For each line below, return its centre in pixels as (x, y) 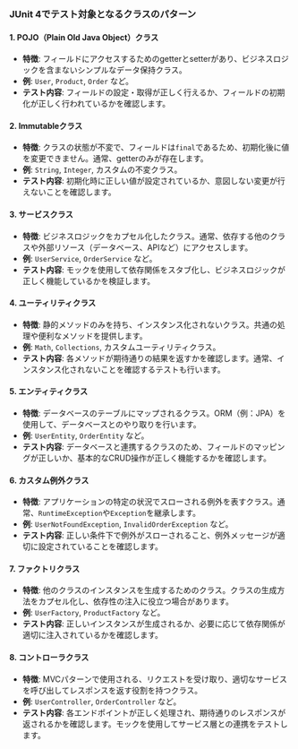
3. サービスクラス (42, 214)
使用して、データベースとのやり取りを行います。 (111, 424)
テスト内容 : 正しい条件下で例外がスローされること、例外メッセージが (149, 536)
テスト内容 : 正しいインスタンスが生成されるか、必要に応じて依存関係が (153, 624)
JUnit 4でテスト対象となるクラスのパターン (103, 13)
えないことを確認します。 (69, 192)
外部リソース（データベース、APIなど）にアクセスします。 (145, 247)
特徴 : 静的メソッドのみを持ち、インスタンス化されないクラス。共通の (149, 324)
